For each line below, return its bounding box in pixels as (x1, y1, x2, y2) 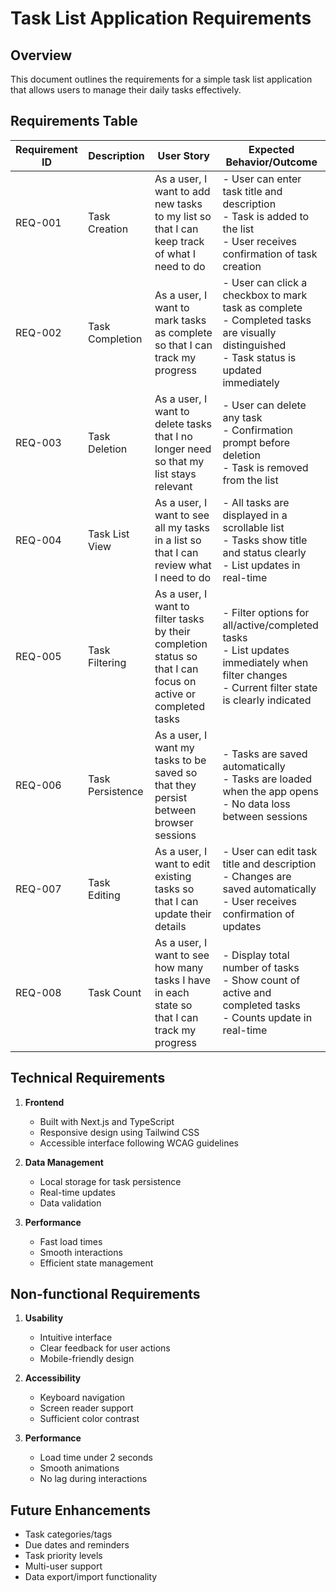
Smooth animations (39, 1462, 120, 1474)
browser (154, 815, 194, 829)
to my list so (154, 209, 212, 223)
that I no (154, 429, 193, 443)
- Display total (222, 948, 290, 962)
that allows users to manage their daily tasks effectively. (10, 84, 242, 96)
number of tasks (222, 960, 300, 974)
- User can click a (222, 275, 308, 289)
